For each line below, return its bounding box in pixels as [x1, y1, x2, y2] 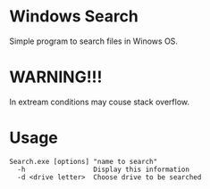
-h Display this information [17, 165, 190, 174]
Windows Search [9, 6, 139, 27]
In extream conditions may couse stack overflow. [9, 96, 190, 107]
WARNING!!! [9, 67, 103, 87]
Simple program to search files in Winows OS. [9, 36, 179, 46]
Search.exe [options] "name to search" [9, 157, 158, 166]
